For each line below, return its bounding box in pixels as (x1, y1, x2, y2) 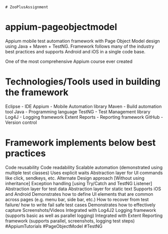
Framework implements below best (5, 137, 156, 148)
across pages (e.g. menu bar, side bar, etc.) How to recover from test (5, 196, 149, 202)
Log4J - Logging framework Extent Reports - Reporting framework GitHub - (5, 114, 163, 120)
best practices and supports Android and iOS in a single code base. (5, 48, 146, 54)
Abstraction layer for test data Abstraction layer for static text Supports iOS (5, 186, 161, 192)
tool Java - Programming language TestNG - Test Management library (5, 109, 150, 115)
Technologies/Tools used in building (5, 76, 161, 88)
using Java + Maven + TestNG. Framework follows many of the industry (5, 43, 154, 49)
